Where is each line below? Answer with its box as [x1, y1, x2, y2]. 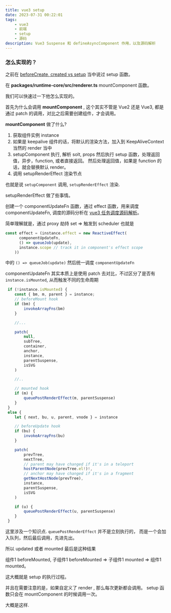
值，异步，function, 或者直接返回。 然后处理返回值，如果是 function [12, 158, 156, 164]
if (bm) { [14, 302, 36, 307]
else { [7, 410, 22, 415]
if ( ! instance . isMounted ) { [7, 287, 68, 292]
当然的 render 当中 [12, 145, 52, 151]
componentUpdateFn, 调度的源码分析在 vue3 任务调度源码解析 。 [5, 209, 142, 216]
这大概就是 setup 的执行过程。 [5, 574, 69, 580]
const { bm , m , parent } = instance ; [14, 292, 95, 297]
